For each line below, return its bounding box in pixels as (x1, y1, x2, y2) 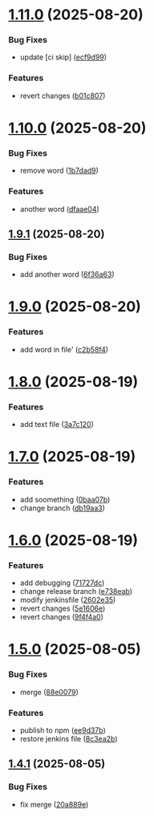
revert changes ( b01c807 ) (19, 91, 106, 100)
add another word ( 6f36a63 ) (19, 270, 115, 279)
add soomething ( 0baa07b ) (19, 494, 111, 504)
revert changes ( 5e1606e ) (19, 604, 106, 613)
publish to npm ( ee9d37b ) (19, 725, 107, 735)
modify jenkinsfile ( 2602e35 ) (19, 595, 116, 605)
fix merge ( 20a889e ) (19, 799, 89, 809)
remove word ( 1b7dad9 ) (19, 166, 99, 176)
